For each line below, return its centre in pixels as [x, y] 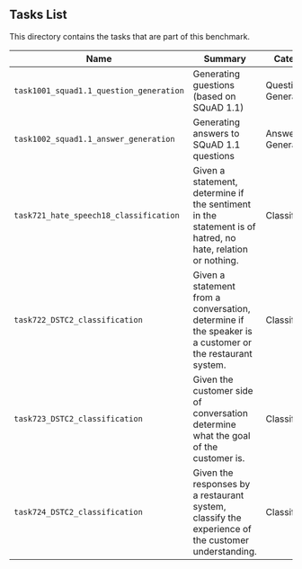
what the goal [222, 435]
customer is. [219, 458]
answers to [216, 133]
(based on [214, 96]
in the [205, 215]
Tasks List [38, 15]
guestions [214, 84]
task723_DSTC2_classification [79, 418]
